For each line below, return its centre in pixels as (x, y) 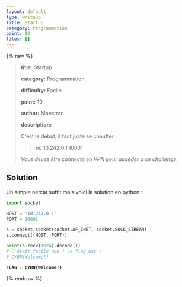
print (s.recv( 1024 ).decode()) (44, 246)
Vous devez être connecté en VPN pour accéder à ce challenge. (99, 159)
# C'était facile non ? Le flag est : (54, 251)
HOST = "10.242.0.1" (32, 214)
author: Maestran (42, 113)
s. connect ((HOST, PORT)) (37, 235)
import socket (24, 203)
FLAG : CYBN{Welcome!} (34, 267)
